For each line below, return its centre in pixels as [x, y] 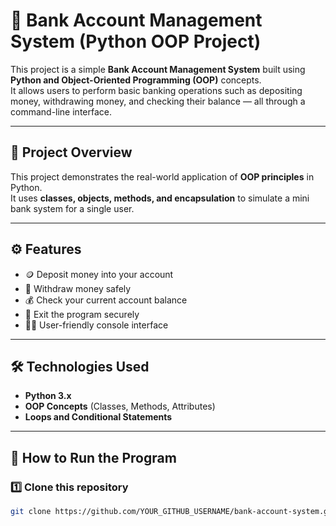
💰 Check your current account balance [106, 300]
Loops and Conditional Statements [98, 417]
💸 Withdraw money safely [78, 288]
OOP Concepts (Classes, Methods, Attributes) [120, 406]
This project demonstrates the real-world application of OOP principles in [162, 176]
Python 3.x [48, 396]
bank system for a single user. [72, 208]
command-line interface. [61, 111]
